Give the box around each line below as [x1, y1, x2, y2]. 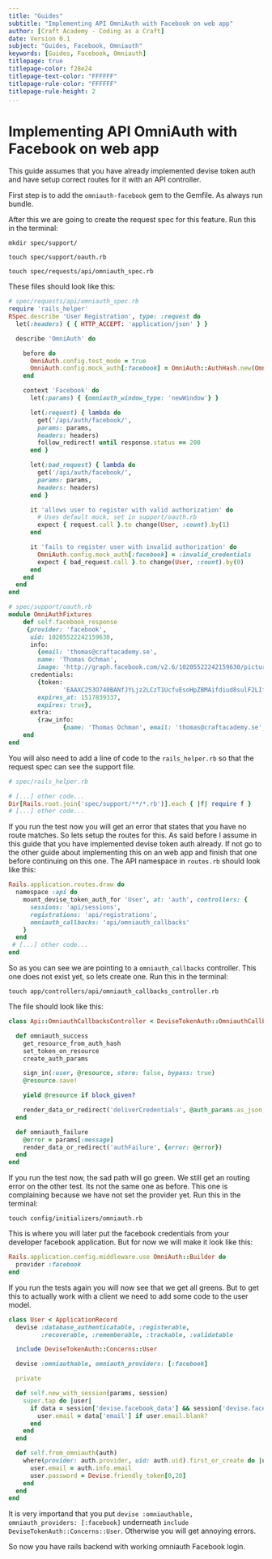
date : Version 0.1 [8, 34, 70, 43]
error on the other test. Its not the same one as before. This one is [8, 1181, 228, 1192]
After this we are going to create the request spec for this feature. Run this [8, 215, 257, 225]
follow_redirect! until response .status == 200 [37, 439, 201, 447]
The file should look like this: [8, 1002, 104, 1012]
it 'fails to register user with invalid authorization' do [29, 543, 237, 551]
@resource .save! [23, 1077, 79, 1085]
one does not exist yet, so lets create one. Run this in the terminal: [8, 972, 229, 982]
